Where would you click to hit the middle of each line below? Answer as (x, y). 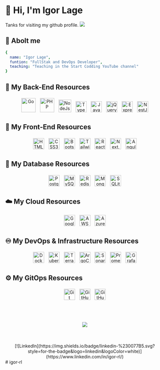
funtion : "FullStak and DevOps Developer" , (56, 62)
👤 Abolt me (23, 41)
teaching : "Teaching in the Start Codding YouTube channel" (74, 67)
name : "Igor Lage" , (30, 57)
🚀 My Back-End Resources (47, 87)
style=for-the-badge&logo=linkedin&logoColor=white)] (85, 351)
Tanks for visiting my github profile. (42, 25)
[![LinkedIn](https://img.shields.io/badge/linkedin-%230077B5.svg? (85, 346)
